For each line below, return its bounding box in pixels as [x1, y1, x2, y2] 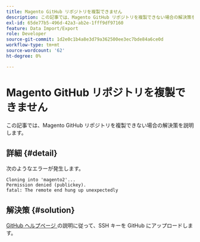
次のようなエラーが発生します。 [6, 165, 85, 172]
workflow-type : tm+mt [6, 42, 60, 48]
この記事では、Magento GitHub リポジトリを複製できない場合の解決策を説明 [6, 122, 194, 129]
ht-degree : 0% [6, 53, 42, 59]
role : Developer [6, 31, 46, 37]
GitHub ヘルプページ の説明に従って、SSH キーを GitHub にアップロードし [6, 222, 188, 229]
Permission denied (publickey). [6, 182, 86, 188]
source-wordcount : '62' [6, 48, 65, 54]
